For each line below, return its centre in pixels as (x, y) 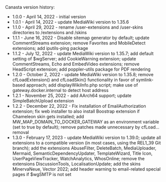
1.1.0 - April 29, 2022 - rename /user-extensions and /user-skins (78, 27)
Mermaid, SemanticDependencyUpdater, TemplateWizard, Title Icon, (82, 153)
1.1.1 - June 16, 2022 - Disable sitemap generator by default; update (81, 38)
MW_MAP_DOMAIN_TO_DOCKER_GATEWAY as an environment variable (86, 122)
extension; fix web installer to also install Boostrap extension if (76, 111)
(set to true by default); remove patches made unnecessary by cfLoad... (86, 127)
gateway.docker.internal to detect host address (60, 90)
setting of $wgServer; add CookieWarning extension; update (74, 59)
